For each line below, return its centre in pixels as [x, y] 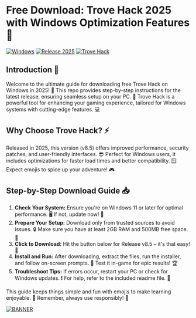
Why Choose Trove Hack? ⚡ [58, 131]
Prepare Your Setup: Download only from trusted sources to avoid [95, 223]
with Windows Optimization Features [98, 23]
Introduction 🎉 [33, 70]
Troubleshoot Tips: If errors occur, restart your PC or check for [91, 272]
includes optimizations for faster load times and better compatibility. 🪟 [91, 160]
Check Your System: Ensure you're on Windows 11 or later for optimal [99, 208]
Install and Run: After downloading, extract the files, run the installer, [98, 256]
